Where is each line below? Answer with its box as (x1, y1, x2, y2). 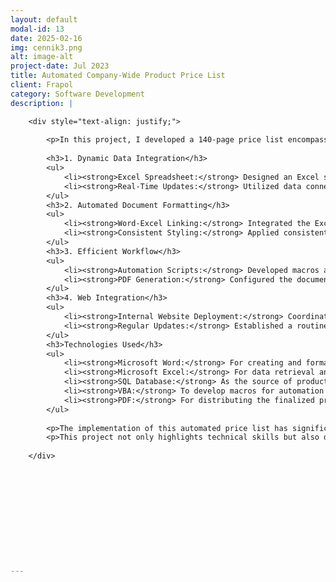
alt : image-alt (10, 52, 74, 62)
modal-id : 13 (10, 24, 65, 34)
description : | (10, 98, 74, 108)
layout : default (10, 14, 78, 25)
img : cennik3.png (10, 42, 83, 53)
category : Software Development (10, 89, 145, 99)
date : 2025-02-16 (10, 33, 83, 43)
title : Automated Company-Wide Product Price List (10, 71, 226, 81)
